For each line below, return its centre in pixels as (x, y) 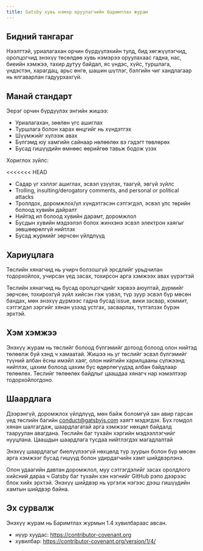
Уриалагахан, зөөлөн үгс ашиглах (59, 123)
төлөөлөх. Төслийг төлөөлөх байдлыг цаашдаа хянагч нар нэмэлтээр (97, 373)
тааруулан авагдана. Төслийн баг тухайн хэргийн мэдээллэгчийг (91, 433)
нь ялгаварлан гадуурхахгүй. (44, 77)
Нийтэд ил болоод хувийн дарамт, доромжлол (76, 216)
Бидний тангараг (40, 37)
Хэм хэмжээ (32, 333)
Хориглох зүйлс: (27, 160)
